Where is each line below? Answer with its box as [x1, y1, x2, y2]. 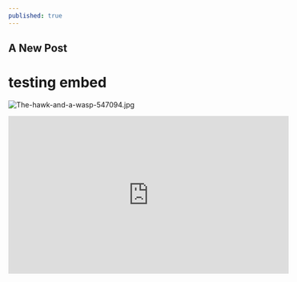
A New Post [8, 42, 68, 55]
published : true [8, 11, 62, 20]
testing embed [8, 74, 107, 92]
